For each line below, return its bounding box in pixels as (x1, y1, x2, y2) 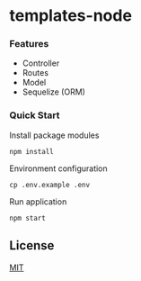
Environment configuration (9, 163, 108, 174)
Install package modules (9, 130, 100, 140)
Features (9, 38, 49, 50)
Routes (22, 68, 49, 78)
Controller (22, 58, 60, 68)
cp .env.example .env (9, 180, 91, 189)
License (9, 238, 55, 253)
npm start (9, 213, 47, 222)
